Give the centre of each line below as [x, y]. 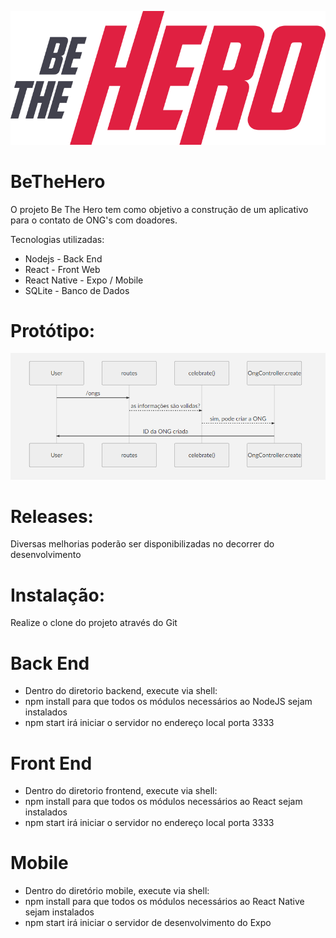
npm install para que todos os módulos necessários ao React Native [164, 902]
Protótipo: [53, 330]
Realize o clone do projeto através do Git [94, 623]
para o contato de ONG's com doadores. [94, 220]
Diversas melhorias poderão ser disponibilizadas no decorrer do [142, 544]
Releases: [52, 516]
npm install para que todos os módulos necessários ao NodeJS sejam [168, 702]
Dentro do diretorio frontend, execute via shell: [121, 791]
